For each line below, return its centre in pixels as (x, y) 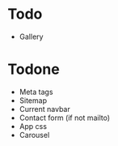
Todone (34, 69)
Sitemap (33, 100)
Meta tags (36, 92)
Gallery (31, 36)
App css (33, 126)
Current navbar (44, 109)
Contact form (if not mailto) (65, 118)
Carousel (34, 135)
